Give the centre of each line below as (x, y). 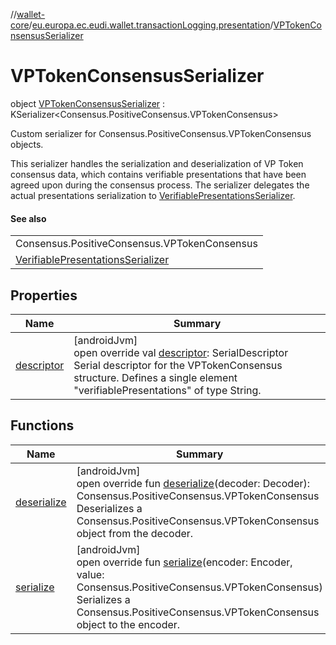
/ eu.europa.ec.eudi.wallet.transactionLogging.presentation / (151, 25)
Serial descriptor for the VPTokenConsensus (178, 365)
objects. (27, 144)
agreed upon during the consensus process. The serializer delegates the (160, 185)
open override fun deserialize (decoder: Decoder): (193, 483)
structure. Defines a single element (155, 377)
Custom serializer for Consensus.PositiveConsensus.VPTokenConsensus (161, 133)
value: (90, 574)
